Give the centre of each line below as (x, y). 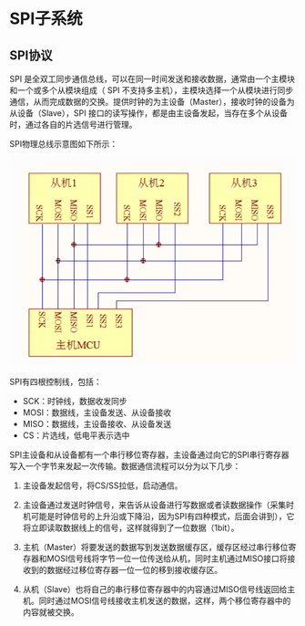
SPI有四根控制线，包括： (56, 382)
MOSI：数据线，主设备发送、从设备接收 (97, 412)
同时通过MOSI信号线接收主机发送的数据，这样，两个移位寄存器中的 (165, 601)
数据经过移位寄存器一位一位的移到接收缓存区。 (135, 570)
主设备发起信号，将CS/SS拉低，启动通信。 (103, 485)
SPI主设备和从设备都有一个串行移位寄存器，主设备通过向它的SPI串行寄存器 (149, 455)
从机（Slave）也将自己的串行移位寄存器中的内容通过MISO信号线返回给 (155, 589)
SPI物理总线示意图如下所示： (64, 144)
